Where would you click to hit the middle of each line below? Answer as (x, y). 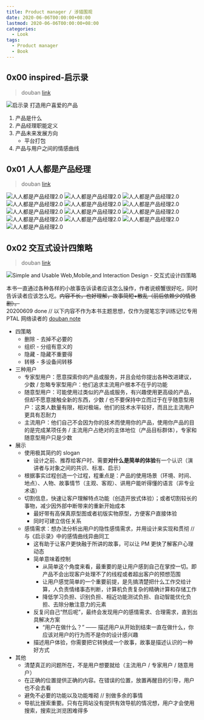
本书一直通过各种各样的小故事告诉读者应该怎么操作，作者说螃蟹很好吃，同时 (102, 288)
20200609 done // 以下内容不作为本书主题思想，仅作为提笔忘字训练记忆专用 (102, 311)
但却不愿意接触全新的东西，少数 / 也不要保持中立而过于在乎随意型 (107, 400)
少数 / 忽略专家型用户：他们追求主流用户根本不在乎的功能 (96, 385)
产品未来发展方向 (36, 133)
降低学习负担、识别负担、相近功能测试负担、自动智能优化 (114, 597)
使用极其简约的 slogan (52, 453)
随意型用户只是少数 (48, 438)
